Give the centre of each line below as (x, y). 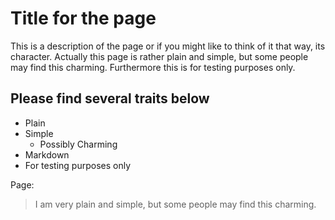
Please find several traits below (110, 98)
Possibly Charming (78, 144)
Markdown (47, 154)
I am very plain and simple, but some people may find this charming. (175, 204)
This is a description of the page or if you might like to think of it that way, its (168, 46)
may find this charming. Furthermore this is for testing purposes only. (153, 67)
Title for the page (83, 18)
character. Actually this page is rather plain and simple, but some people (159, 56)
